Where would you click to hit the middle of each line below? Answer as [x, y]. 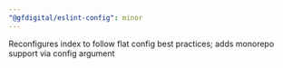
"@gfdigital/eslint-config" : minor [76, 18]
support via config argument [62, 53]
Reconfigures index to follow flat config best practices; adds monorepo [141, 44]
